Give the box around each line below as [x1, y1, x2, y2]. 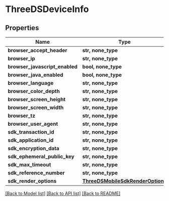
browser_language [8, 79, 54, 86]
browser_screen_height [8, 96, 66, 103]
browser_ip [8, 55, 35, 62]
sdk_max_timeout [8, 161, 51, 168]
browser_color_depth [8, 88, 60, 94]
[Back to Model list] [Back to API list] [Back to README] [5, 190, 121, 196]
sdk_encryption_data [8, 145, 59, 152]
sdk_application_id [8, 137, 54, 144]
